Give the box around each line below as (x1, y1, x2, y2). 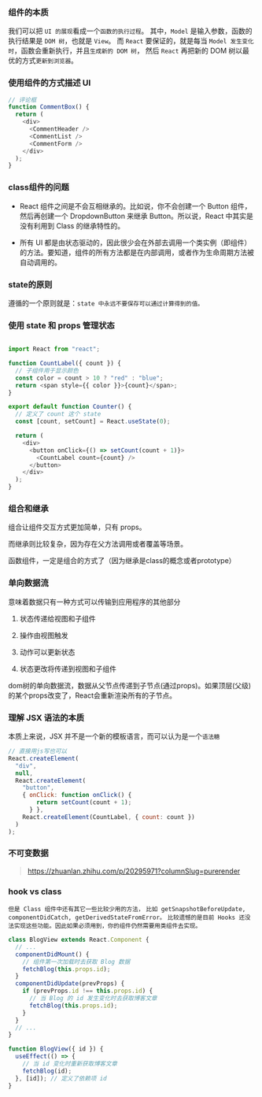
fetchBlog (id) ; (22, 1067, 72, 1075)
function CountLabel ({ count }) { (8, 360, 122, 368)
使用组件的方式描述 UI (8, 77, 91, 88)
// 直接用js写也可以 (8, 747, 68, 755)
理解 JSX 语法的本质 (8, 712, 85, 723)
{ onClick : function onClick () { (22, 791, 132, 799)
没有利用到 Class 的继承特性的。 (19, 221, 124, 230)
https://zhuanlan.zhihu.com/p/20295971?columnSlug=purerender (27, 866, 241, 876)
